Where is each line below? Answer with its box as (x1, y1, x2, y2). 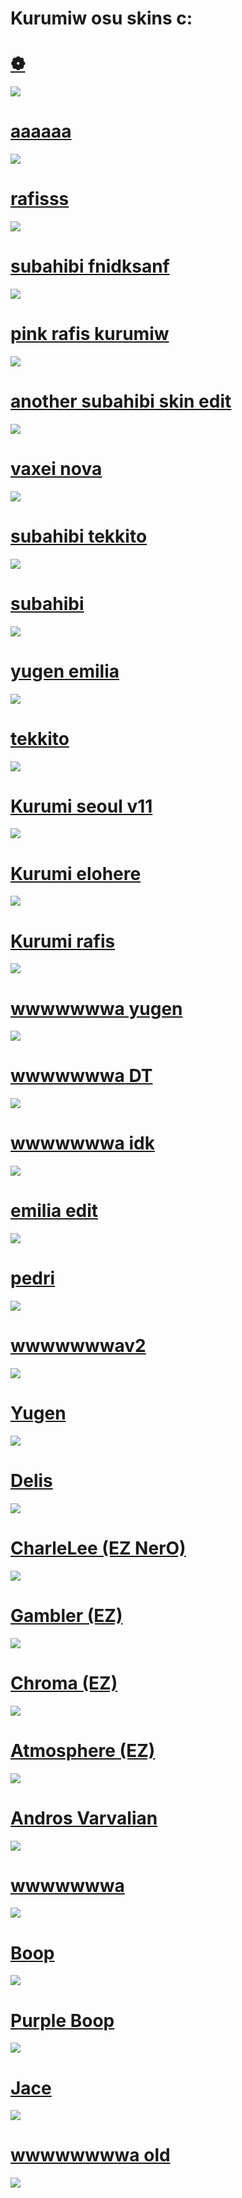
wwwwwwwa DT (10, 1065, 153, 1087)
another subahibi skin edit (10, 390, 232, 413)
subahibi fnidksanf (10, 255, 170, 278)
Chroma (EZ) (10, 1672, 118, 1694)
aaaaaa (10, 120, 72, 143)
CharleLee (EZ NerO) (10, 1537, 187, 1559)
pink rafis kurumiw (10, 323, 170, 346)
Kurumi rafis (10, 930, 116, 952)
